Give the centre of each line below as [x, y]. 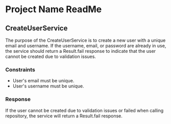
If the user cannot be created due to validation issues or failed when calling [84, 110]
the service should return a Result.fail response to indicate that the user [81, 51]
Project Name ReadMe [54, 9]
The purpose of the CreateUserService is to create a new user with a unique [86, 40]
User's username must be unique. [48, 86]
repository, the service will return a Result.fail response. [64, 116]
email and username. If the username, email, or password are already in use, [86, 46]
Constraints [20, 70]
